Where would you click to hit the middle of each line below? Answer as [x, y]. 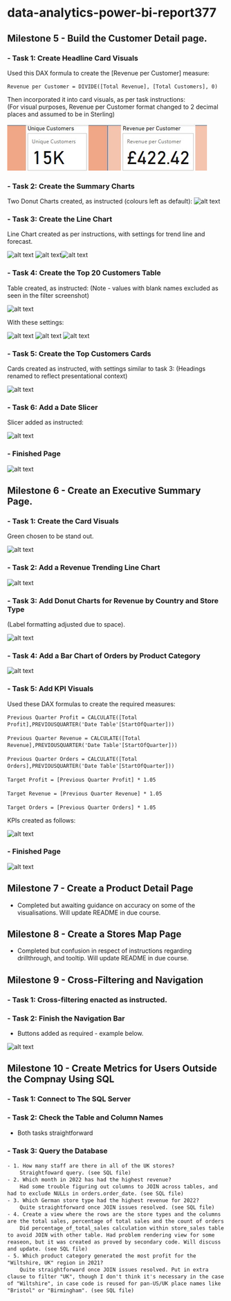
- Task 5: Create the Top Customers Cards [79, 353]
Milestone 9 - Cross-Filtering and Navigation [105, 980]
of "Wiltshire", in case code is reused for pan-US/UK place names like [114, 1283]
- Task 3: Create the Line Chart [60, 219]
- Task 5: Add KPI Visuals [50, 689]
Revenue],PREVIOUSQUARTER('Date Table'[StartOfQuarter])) [92, 745]
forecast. [20, 242]
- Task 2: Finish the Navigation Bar [66, 1018]
